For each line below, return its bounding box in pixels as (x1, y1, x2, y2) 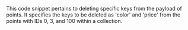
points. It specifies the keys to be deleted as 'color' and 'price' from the (6, 11, 181, 18)
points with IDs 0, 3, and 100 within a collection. (6, 18, 123, 24)
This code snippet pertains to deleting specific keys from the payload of (6, 5, 182, 12)
